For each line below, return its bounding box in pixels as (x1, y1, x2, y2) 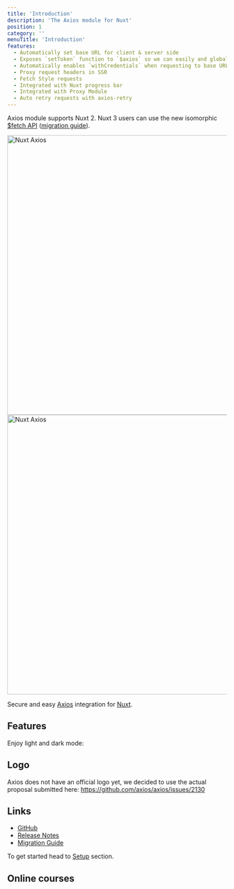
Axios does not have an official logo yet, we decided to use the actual (7, 777, 207, 786)
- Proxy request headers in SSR (13, 68, 108, 75)
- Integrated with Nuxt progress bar (13, 82, 123, 89)
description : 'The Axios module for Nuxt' (7, 17, 132, 24)
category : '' (7, 29, 45, 37)
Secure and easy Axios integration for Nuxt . (7, 700, 133, 708)
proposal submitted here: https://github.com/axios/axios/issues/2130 (7, 785, 205, 793)
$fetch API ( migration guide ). (7, 122, 91, 129)
